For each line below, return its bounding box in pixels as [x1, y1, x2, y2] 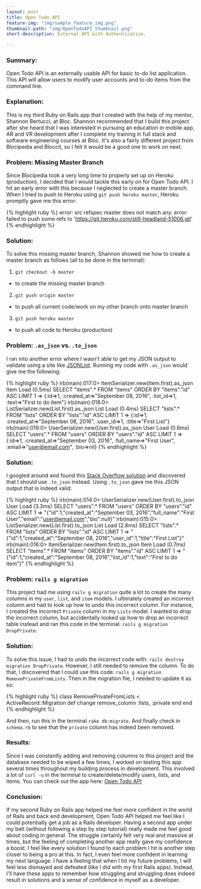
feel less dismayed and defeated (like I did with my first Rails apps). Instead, [6, 864, 194, 871]
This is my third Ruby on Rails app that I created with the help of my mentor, [6, 111, 193, 118]
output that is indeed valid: [6, 484, 72, 492]
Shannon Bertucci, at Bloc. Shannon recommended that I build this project [6, 118, 190, 125]
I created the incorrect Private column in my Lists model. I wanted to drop [6, 607, 191, 615]
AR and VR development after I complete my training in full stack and [6, 130, 176, 137]
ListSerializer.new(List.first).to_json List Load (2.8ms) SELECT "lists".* [6, 522, 179, 529]
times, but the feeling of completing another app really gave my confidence [6, 838, 193, 845]
